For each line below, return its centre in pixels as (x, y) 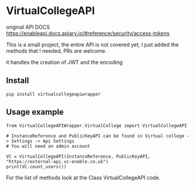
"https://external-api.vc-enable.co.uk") (57, 161)
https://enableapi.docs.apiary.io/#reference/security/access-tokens (88, 33)
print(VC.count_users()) (36, 166)
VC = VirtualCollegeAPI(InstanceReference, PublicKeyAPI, (78, 157)
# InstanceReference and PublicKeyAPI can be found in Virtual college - (98, 136)
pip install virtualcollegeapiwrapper (53, 94)
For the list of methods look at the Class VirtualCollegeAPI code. (83, 178)
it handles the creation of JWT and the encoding (64, 62)
